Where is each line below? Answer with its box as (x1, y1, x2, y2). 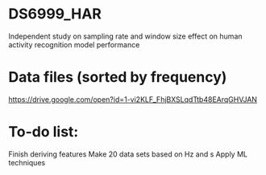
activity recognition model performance (8, 39, 140, 49)
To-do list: (8, 123, 79, 141)
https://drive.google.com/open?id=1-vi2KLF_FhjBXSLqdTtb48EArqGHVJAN (8, 94, 258, 104)
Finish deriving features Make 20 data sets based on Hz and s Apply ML (8, 149, 248, 159)
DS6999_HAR (8, 5, 102, 23)
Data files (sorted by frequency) (8, 68, 227, 87)
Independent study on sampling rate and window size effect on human (8, 31, 243, 41)
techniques (8, 157, 46, 167)
